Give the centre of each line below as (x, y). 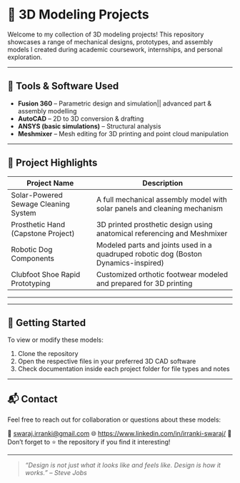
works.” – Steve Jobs (56, 473)
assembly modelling (47, 111)
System (24, 213)
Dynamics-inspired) (130, 263)
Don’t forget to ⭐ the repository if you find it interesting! (89, 442)
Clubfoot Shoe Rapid (46, 274)
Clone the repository (48, 354)
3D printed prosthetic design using (154, 224)
